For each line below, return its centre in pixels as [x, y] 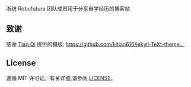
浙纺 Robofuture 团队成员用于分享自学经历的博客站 [68, 9]
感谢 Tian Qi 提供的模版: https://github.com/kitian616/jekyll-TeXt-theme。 [95, 44]
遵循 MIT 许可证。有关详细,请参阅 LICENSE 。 [61, 78]
